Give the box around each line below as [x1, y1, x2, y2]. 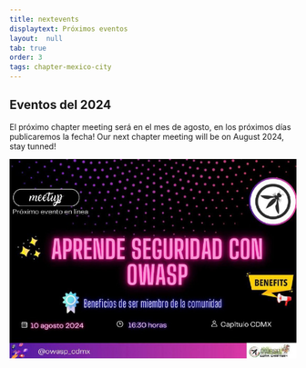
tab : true [9, 44, 47, 53]
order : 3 [9, 53, 43, 63]
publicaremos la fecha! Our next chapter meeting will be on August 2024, [9, 131, 285, 142]
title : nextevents [9, 15, 79, 24]
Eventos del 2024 [9, 97, 112, 113]
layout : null [9, 34, 64, 43]
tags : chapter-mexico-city [9, 63, 112, 72]
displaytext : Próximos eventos [9, 24, 128, 34]
